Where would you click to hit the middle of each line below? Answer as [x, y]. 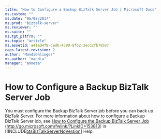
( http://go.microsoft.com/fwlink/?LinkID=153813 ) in [56, 126]
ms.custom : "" [19, 14]
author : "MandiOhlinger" [30, 54]
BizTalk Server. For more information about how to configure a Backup [75, 116]
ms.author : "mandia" [26, 59]
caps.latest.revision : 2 [30, 50]
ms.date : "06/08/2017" [28, 18]
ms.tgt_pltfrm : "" [23, 37]
